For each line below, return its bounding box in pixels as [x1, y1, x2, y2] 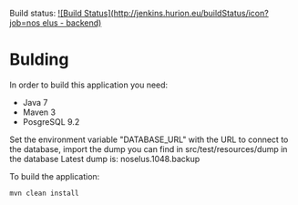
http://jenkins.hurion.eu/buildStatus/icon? [113, 8, 269, 18]
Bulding [9, 49, 69, 70]
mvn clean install [9, 189, 79, 198]
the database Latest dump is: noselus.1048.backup [9, 153, 200, 164]
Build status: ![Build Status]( [9, 8, 114, 18]
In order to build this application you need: [9, 79, 169, 90]
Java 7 [22, 97, 48, 108]
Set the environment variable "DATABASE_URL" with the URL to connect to [9, 134, 289, 145]
